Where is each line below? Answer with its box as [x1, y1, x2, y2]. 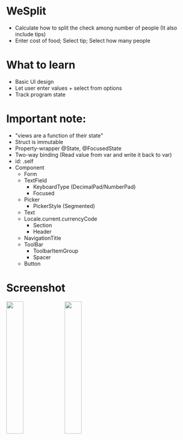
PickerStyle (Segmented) [33, 202, 95, 209]
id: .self [14, 157, 34, 165]
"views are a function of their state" [14, 131, 104, 139]
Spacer [33, 253, 51, 260]
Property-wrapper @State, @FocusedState [14, 145, 122, 152]
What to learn [6, 58, 76, 72]
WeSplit [6, 4, 46, 18]
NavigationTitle [23, 234, 61, 242]
